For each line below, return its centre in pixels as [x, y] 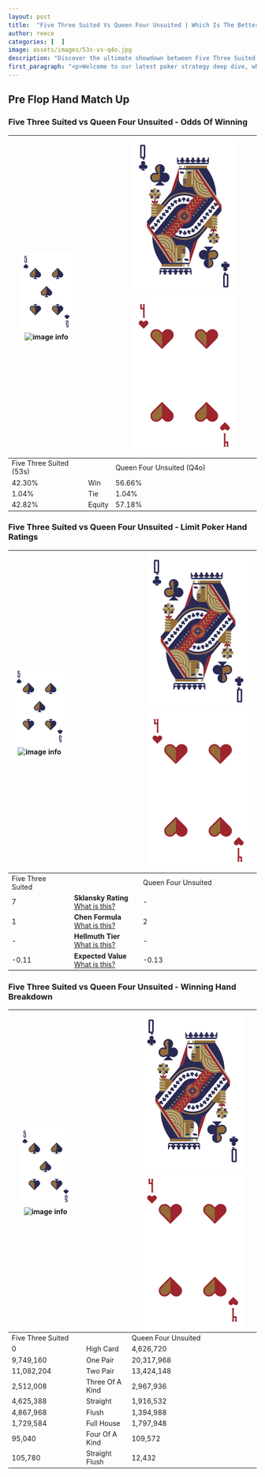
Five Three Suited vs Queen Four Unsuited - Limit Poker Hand [128, 527]
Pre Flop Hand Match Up [69, 100]
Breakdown [30, 997]
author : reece [32, 33]
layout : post [30, 17]
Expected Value [101, 956]
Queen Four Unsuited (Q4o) [160, 467]
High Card [103, 1349]
